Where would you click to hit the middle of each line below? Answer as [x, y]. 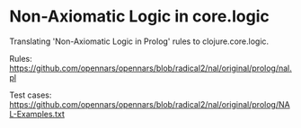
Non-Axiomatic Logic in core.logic [139, 17]
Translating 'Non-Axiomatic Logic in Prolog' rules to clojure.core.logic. [139, 41]
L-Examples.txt [37, 114]
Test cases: [31, 95]
